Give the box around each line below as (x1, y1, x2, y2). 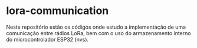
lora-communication (6, 4, 109, 18)
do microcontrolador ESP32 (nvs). (6, 36, 89, 43)
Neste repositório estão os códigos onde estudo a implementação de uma (6, 23, 186, 30)
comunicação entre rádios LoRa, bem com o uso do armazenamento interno (6, 29, 191, 36)
